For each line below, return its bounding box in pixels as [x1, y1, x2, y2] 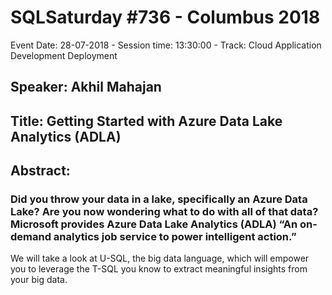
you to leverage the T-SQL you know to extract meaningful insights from [10, 263, 308, 275]
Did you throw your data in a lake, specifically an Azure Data [10, 192, 308, 206]
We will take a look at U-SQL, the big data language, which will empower [10, 252, 310, 265]
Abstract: [10, 162, 71, 180]
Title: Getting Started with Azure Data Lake [10, 112, 283, 130]
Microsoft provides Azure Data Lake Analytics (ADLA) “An [10, 217, 298, 231]
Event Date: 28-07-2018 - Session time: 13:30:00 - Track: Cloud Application [10, 39, 322, 51]
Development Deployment [10, 49, 118, 61]
